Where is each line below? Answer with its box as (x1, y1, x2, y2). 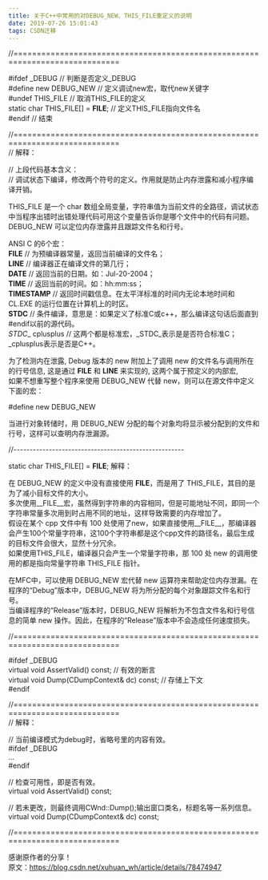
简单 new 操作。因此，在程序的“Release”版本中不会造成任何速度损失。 (22, 616, 254, 625)
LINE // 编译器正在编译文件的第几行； (8, 259, 131, 268)
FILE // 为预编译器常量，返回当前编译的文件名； (8, 249, 166, 259)
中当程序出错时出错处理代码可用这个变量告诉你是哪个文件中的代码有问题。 (8, 212, 254, 221)
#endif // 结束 (8, 114, 54, 123)
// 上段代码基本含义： (8, 165, 79, 175)
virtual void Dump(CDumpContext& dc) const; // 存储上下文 (8, 675, 204, 685)
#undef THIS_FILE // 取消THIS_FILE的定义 (8, 94, 146, 103)
